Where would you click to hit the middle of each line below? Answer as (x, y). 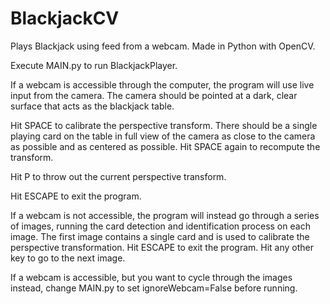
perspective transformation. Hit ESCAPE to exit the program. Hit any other (162, 247)
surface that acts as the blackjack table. (92, 106)
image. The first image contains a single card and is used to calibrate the (160, 236)
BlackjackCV (65, 18)
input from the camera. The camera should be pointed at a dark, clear (154, 95)
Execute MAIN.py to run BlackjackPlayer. (94, 65)
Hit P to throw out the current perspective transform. (118, 176)
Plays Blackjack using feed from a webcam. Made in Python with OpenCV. (163, 46)
